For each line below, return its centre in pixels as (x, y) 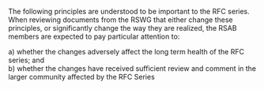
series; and (26, 60)
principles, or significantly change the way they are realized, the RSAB (123, 28)
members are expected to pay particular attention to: (94, 36)
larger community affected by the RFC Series (82, 77)
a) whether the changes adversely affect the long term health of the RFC (126, 52)
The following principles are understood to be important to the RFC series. (129, 11)
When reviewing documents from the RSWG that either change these (121, 20)
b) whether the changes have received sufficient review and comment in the (132, 69)
